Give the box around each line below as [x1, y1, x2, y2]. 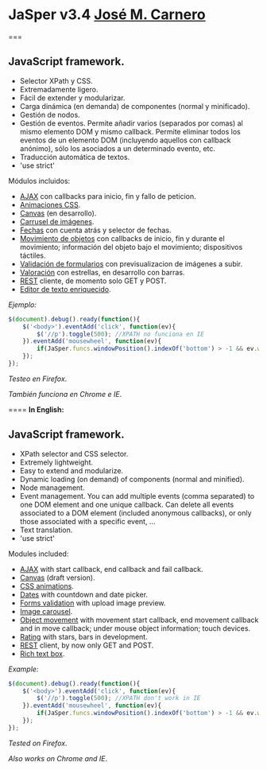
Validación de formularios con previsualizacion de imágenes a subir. [19, 259, 243, 268]
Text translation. [19, 525, 73, 535]
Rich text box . [19, 648, 65, 658]
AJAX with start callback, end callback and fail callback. [19, 564, 204, 574]
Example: [8, 664, 39, 674]
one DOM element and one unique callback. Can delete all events [19, 500, 234, 509]
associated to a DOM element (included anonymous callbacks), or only [19, 507, 252, 518]
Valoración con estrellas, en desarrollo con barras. [19, 267, 185, 277]
